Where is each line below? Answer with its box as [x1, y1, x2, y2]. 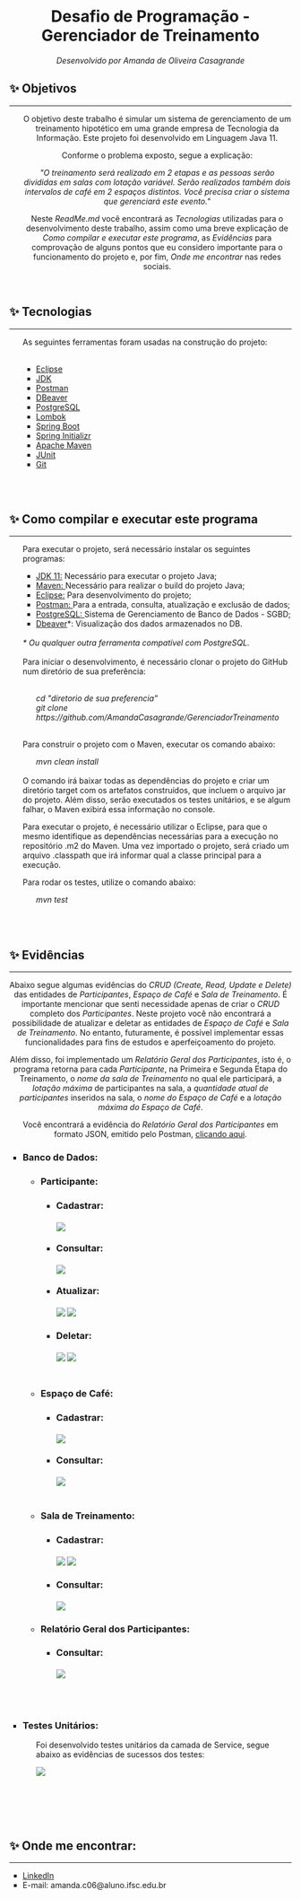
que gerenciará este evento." [103, 196, 211, 206]
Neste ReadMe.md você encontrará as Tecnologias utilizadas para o [30, 213, 284, 223]
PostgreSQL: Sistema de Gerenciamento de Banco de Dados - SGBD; [35, 608, 291, 620]
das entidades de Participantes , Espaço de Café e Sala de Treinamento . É [13, 989, 288, 1000]
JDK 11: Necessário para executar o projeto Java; [35, 571, 218, 582]
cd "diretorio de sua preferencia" [35, 693, 159, 704]
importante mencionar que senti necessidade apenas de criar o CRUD [21, 999, 280, 1010]
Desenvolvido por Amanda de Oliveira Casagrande [56, 55, 245, 66]
